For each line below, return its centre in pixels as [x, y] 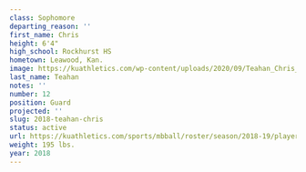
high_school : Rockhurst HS [61, 52]
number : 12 [30, 94]
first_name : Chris [44, 35]
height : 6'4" [34, 43]
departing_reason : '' [51, 26]
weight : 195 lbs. [42, 145]
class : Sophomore [42, 18]
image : [22, 69]
